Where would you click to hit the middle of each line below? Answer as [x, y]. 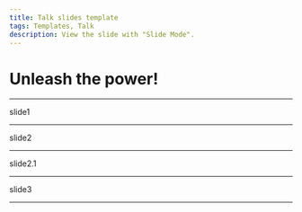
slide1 [20, 112]
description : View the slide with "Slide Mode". [102, 34]
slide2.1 [23, 163]
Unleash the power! [84, 79]
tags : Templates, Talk [52, 26]
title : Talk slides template [64, 18]
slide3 [21, 190]
